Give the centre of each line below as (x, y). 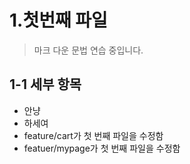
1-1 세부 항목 (45, 84)
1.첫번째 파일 (58, 20)
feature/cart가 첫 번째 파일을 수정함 (93, 135)
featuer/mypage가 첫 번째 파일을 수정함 (102, 148)
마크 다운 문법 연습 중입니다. (88, 50)
